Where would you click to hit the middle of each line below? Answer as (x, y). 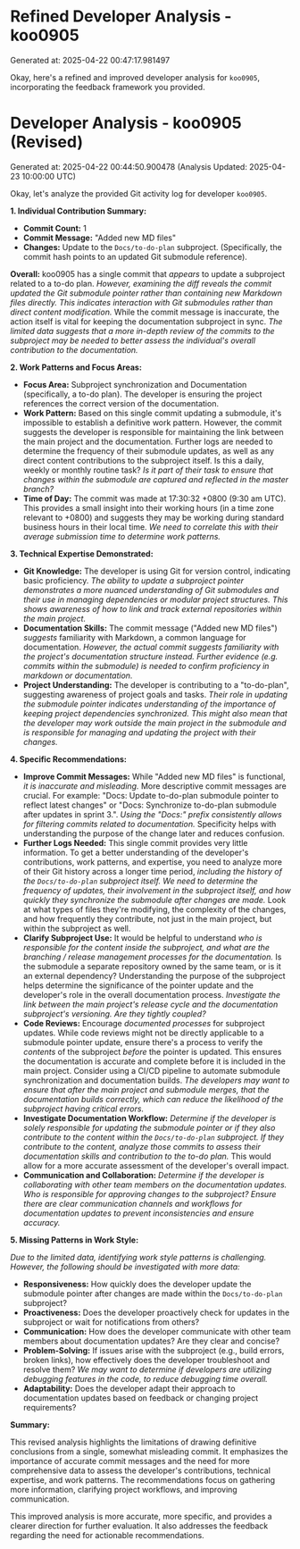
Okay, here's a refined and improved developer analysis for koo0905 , (135, 77)
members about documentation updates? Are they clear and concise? (151, 1341)
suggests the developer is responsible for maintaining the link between (153, 431)
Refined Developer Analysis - (121, 17)
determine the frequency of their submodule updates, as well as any (149, 451)
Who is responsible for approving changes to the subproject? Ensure (150, 1193)
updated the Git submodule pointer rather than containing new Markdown (146, 293)
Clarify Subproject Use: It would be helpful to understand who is (142, 938)
